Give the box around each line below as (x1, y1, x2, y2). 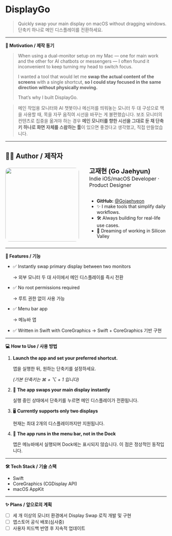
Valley (96, 233, 110, 239)
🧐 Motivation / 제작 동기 (5, 42, 55, 48)
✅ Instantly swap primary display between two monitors (12, 263, 131, 269)
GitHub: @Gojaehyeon (96, 197, 145, 204)
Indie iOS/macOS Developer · (89, 175, 160, 182)
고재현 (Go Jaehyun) (89, 167, 151, 175)
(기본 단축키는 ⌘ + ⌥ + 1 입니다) (12, 376, 79, 383)
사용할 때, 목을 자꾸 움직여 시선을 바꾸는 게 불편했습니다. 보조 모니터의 (23, 111, 163, 117)
